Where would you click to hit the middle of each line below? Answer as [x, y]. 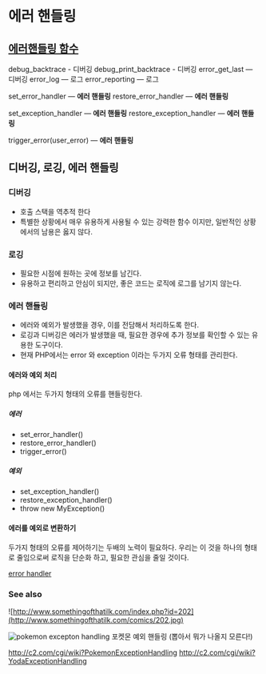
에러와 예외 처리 [33, 375]
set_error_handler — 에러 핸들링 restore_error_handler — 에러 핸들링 [119, 96]
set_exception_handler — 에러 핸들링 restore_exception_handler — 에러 [124, 113]
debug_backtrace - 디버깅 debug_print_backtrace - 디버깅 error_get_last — [131, 69]
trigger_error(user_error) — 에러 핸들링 [71, 140]
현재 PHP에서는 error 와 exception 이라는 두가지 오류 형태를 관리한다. [129, 355]
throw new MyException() [62, 508]
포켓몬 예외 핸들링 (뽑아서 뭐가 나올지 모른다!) [182, 636]
